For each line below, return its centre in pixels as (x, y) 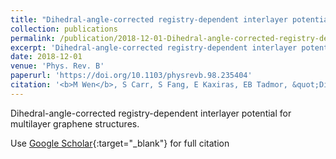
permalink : (33, 38)
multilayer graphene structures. (75, 123)
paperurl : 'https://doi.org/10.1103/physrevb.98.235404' (131, 76)
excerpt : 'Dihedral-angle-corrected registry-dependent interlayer (154, 47)
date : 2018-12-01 (46, 57)
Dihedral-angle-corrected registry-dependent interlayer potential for (151, 113)
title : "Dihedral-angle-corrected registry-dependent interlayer (149, 19)
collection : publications (64, 29)
